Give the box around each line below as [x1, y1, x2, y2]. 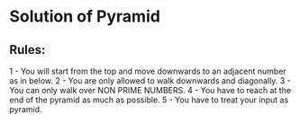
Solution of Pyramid [9, 6, 160, 27]
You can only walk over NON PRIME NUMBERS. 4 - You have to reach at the [9, 85, 291, 95]
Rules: [9, 42, 46, 57]
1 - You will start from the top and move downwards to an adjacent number [9, 66, 286, 76]
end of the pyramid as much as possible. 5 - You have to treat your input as [9, 94, 289, 105]
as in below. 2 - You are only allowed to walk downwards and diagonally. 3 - [9, 75, 291, 86]
